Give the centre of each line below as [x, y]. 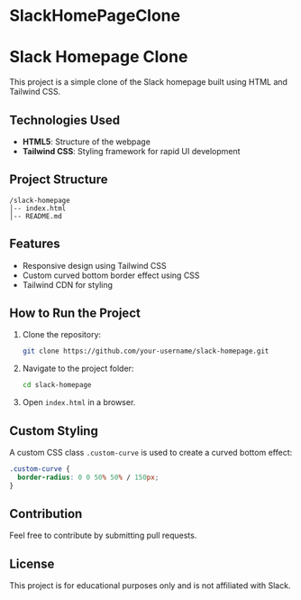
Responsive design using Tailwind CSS [94, 265]
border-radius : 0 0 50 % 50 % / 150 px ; [88, 477]
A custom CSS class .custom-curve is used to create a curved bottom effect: [151, 452]
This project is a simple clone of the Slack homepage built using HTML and [149, 82]
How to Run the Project [75, 313]
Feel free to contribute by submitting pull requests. [103, 535]
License [32, 563]
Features [35, 244]
